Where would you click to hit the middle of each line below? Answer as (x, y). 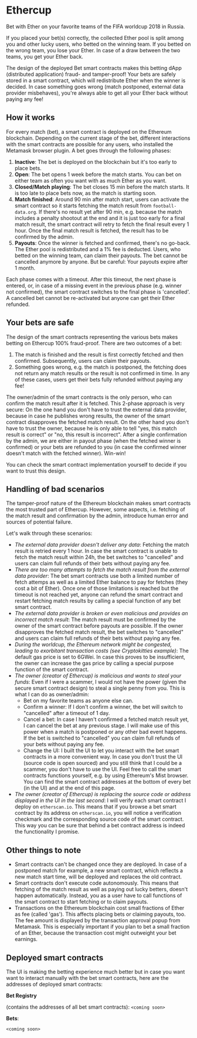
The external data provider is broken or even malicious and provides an (101, 614)
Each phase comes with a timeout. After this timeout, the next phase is (91, 279)
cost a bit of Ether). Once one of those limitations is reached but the (96, 588)
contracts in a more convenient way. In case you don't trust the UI (103, 757)
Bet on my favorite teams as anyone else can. (78, 701)
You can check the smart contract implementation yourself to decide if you (96, 464)
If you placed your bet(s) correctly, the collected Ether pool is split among (95, 38)
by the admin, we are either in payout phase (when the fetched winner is (94, 440)
